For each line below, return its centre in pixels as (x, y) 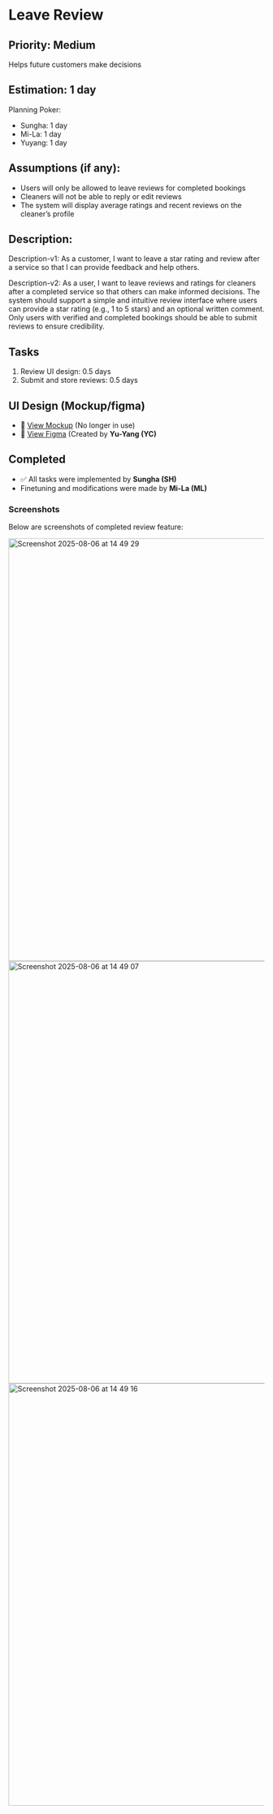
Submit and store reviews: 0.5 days (79, 381)
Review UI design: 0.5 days (65, 372)
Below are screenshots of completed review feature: (96, 527)
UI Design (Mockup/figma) (77, 405)
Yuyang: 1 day (43, 142)
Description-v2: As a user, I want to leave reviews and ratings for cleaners (132, 283)
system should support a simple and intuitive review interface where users (133, 300)
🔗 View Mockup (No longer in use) (78, 425)
